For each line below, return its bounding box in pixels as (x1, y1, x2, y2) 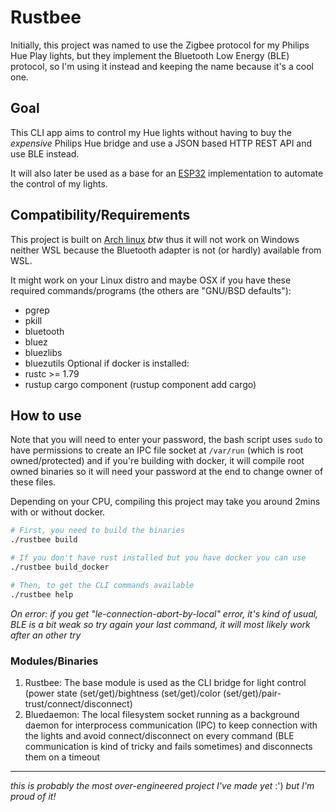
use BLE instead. (10, 147, 80, 160)
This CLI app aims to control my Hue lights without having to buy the (10, 126, 292, 138)
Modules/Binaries (10, 654, 99, 668)
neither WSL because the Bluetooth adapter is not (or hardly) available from (10, 244, 322, 256)
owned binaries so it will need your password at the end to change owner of (10, 466, 324, 478)
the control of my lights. (10, 177, 108, 190)
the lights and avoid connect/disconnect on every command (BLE (24, 729, 295, 741)
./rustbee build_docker (10, 562, 110, 572)
